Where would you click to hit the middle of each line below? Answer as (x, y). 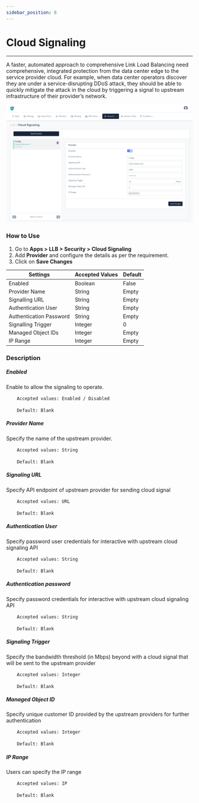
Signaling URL (24, 475)
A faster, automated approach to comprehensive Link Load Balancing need (97, 65)
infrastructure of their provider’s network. (57, 96)
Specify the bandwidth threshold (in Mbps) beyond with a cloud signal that (97, 657)
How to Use (23, 236)
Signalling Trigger (30, 324)
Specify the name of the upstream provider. (59, 438)
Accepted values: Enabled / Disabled (63, 399)
